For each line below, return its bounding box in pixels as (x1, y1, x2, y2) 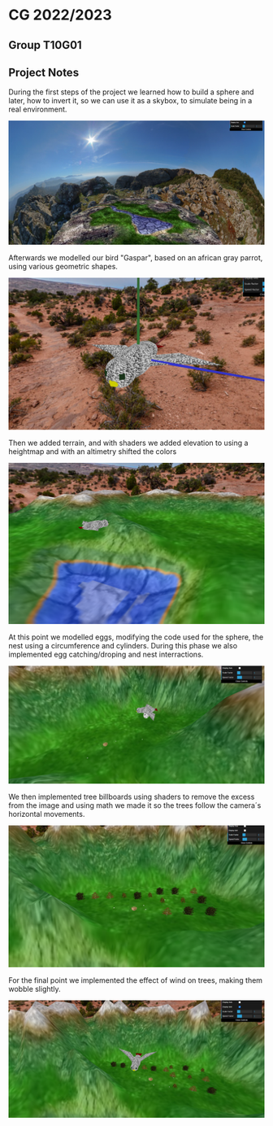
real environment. (8, 104, 67, 115)
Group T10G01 (8, 38, 83, 52)
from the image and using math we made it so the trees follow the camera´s (8, 801, 262, 810)
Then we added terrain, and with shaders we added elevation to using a (8, 438, 249, 447)
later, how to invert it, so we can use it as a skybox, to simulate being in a (8, 96, 253, 106)
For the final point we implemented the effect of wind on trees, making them (8, 975, 262, 985)
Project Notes (8, 65, 80, 79)
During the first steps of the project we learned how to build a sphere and (8, 87, 254, 97)
